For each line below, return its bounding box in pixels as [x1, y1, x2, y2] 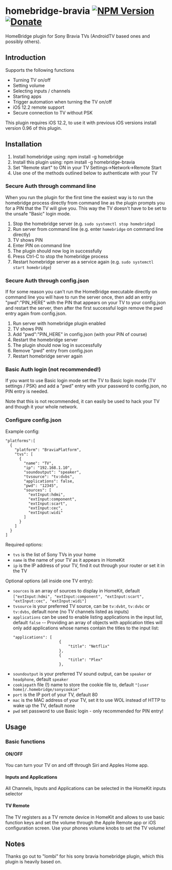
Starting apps [12, 93, 42, 100]
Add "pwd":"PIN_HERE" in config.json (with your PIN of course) [12, 331, 147, 338]
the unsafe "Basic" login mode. [5, 210, 71, 216]
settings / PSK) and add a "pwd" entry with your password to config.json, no [5, 383, 167, 389]
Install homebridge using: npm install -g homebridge [12, 153, 124, 160]
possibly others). [5, 38, 41, 45]
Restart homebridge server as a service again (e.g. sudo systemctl [12, 259, 154, 265]
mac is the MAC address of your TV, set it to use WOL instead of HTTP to [12, 697, 166, 703]
